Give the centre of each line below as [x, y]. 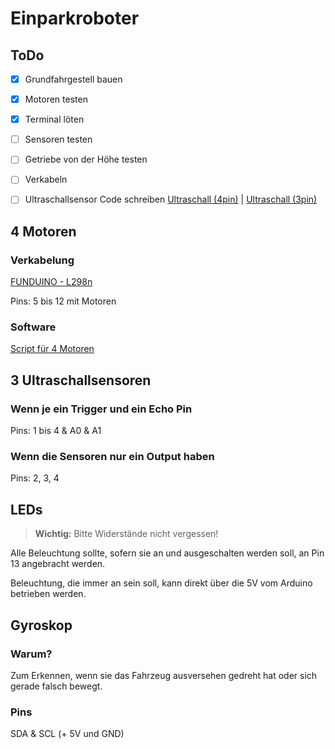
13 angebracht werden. [58, 564]
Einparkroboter [75, 18]
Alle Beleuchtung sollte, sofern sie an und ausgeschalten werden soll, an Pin [167, 553]
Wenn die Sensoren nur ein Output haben [112, 457]
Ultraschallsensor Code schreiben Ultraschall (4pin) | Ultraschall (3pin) [171, 199]
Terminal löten [54, 119]
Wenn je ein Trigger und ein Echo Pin [101, 409]
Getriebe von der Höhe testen [86, 159]
